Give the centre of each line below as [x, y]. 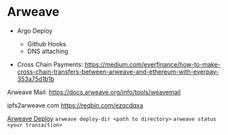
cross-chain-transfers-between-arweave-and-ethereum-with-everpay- [118, 72]
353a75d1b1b [36, 78]
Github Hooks [47, 44]
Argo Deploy [35, 31]
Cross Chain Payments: [50, 64]
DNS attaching [48, 51]
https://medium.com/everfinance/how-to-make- [153, 64]
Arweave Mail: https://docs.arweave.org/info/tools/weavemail [94, 92]
